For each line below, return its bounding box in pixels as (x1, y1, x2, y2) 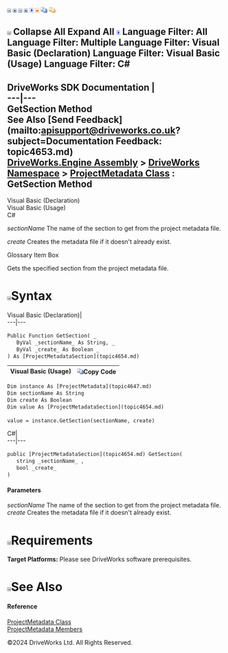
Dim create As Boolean (7, 397, 72, 404)
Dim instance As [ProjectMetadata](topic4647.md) (7, 383, 152, 390)
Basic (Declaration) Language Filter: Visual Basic (7, 47, 220, 59)
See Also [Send (7, 113, 74, 126)
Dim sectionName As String (7, 390, 84, 397)
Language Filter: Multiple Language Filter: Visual (7, 37, 220, 49)
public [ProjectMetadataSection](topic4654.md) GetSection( (7, 451, 183, 458)
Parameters (7, 485, 41, 494)
